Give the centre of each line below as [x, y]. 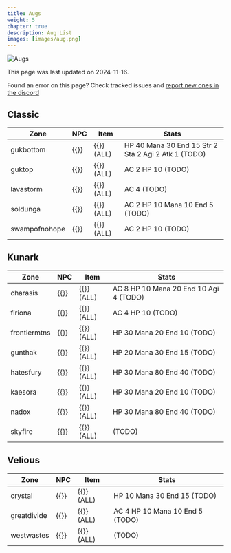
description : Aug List [40, 33]
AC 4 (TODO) [146, 189]
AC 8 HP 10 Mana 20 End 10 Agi [166, 289]
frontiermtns [31, 333]
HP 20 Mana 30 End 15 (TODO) [164, 352]
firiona [21, 313]
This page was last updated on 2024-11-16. [68, 72]
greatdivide [29, 515]
